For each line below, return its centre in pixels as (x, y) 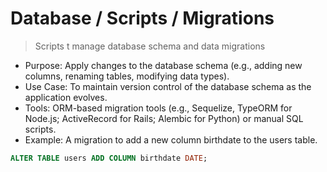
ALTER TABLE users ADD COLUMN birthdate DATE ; (109, 158)
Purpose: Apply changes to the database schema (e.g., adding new (163, 65)
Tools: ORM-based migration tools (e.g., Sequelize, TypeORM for (158, 108)
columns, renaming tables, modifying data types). (127, 76)
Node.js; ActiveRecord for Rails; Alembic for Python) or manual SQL (164, 118)
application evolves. (66, 97)
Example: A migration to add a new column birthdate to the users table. (171, 139)
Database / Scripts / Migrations (142, 18)
